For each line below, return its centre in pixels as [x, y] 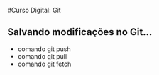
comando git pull [42, 56]
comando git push [44, 49]
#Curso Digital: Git [34, 10]
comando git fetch [44, 64]
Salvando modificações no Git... [80, 32]
